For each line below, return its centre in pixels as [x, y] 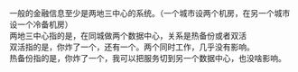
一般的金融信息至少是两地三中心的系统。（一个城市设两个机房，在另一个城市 [150, 13]
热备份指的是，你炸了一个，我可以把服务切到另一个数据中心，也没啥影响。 [148, 58]
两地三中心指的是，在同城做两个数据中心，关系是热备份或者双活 [128, 36]
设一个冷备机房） [41, 24]
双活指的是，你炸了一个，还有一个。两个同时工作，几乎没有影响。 [132, 47]
